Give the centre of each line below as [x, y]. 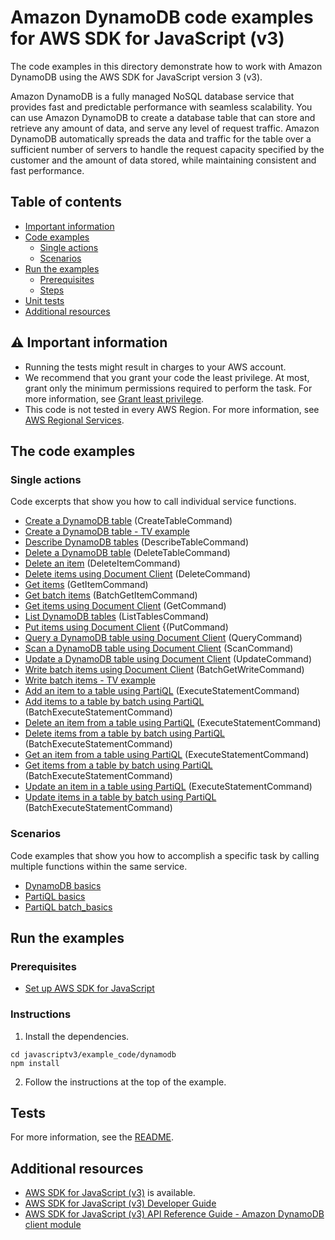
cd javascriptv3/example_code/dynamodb [93, 1054]
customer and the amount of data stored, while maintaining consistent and [163, 160]
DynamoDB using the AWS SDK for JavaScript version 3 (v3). [136, 77]
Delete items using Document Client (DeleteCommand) [138, 574]
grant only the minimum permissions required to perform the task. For [168, 388]
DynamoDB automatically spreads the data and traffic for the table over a [161, 138]
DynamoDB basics [63, 885]
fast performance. [47, 170]
